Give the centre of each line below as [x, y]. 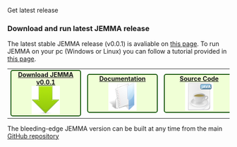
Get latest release [33, 10]
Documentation [122, 78]
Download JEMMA [46, 75]
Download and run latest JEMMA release [79, 28]
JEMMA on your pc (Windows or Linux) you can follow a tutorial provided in [117, 52]
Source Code [199, 78]
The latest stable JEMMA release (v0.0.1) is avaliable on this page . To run [114, 44]
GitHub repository [33, 136]
